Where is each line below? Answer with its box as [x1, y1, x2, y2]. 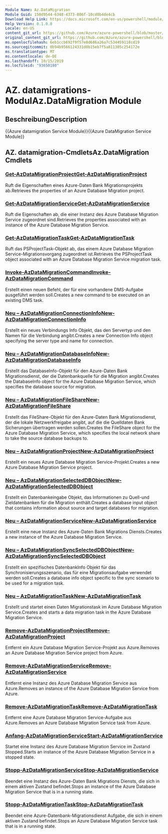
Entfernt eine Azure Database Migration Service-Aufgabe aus [5, 714, 131, 720]
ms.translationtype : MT [5, 49, 55, 54]
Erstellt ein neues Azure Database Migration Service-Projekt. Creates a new [5, 459, 160, 465]
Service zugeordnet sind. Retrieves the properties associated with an [5, 217, 146, 223]
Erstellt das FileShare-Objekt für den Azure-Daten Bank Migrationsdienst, [5, 414, 156, 420]
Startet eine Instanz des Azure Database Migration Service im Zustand [5, 744, 150, 750]
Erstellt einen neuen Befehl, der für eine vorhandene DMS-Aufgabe [5, 286, 143, 292]
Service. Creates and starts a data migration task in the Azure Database [5, 609, 151, 615]
